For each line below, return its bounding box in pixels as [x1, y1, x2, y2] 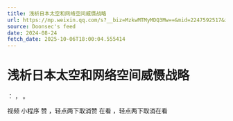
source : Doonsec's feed [7, 23, 76, 30]
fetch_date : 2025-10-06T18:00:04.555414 [7, 36, 126, 43]
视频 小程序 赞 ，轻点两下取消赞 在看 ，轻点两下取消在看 [7, 106, 168, 115]
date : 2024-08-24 [7, 29, 58, 37]
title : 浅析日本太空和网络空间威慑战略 [7, 10, 107, 17]
